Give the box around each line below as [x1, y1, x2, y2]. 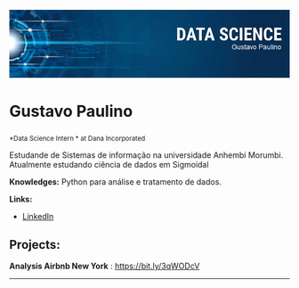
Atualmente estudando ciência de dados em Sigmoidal [9, 160, 209, 170]
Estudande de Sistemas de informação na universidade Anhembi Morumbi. [9, 150, 284, 160]
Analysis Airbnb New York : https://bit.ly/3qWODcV [9, 260, 200, 272]
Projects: [9, 237, 61, 252]
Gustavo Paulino [9, 101, 133, 121]
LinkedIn [21, 211, 54, 222]
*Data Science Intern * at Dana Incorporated [9, 135, 146, 144]
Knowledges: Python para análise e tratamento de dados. [9, 177, 222, 187]
